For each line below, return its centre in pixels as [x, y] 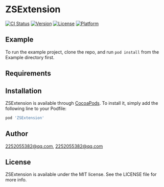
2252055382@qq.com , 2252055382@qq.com [54, 146]
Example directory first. [30, 57]
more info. [16, 180]
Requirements [28, 73]
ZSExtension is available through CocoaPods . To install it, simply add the [82, 103]
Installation [24, 91]
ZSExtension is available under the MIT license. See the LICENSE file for [81, 174]
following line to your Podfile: [36, 108]
